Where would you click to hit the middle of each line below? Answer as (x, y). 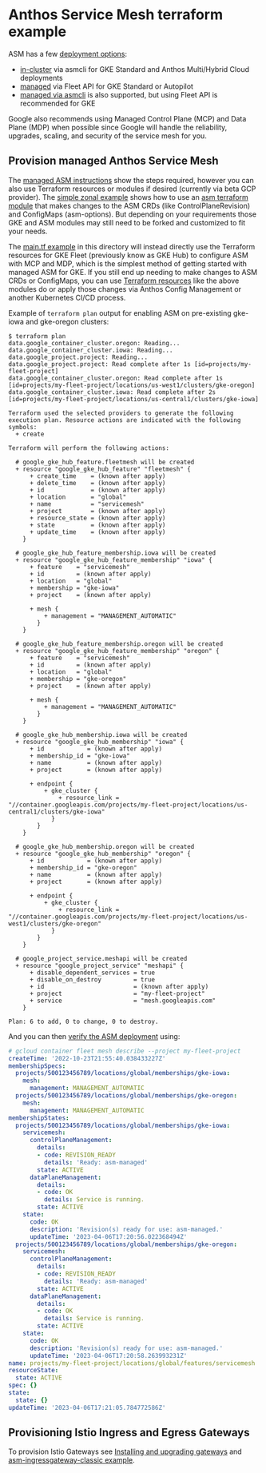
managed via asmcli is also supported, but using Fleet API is (119, 94)
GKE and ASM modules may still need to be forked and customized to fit (127, 222)
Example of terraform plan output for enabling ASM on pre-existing (120, 313)
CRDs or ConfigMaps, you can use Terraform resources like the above (124, 281)
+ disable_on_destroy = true (92, 979)
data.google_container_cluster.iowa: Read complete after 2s (112, 392)
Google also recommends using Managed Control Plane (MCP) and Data (127, 118)
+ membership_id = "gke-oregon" (83, 868)
